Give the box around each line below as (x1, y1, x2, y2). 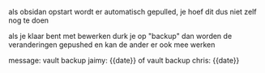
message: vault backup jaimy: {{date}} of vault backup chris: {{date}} (8, 56, 240, 65)
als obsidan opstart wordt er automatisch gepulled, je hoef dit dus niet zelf (8, 7, 257, 16)
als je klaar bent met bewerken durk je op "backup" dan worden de (8, 32, 233, 41)
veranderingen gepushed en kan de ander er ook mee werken (8, 40, 216, 49)
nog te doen (8, 15, 49, 25)
